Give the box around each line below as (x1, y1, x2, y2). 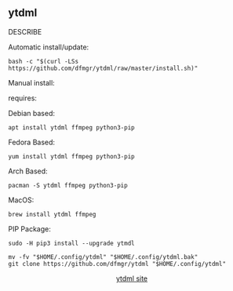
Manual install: (8, 78, 55, 87)
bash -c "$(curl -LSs (8, 57, 79, 65)
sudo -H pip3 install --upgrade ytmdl (8, 239, 135, 247)
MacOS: (8, 195, 35, 205)
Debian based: (8, 108, 56, 118)
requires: (8, 93, 38, 103)
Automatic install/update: (8, 42, 89, 52)
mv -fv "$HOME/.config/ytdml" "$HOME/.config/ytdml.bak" (8, 253, 198, 261)
